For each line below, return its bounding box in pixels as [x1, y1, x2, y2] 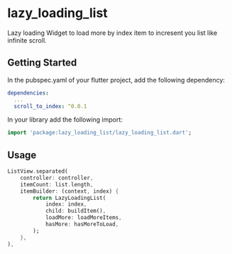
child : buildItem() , [45, 208, 106, 215]
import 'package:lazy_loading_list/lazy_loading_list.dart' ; [7, 129, 192, 137]
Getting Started [7, 57, 77, 69]
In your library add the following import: [7, 115, 123, 124]
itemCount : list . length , [20, 181, 94, 188]
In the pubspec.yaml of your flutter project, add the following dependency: [7, 75, 226, 84]
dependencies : [7, 89, 50, 97]
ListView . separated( [7, 168, 69, 175]
